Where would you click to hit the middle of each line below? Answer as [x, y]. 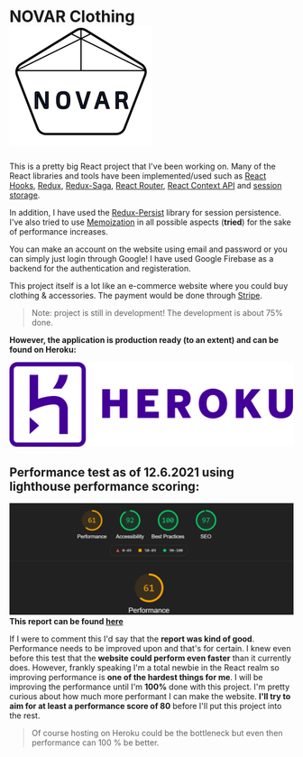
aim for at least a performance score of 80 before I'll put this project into [146, 706]
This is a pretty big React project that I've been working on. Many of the [143, 166]
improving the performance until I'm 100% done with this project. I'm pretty [150, 687]
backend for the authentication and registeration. [100, 268]
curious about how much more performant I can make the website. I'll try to [150, 697]
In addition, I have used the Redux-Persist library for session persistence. [145, 212]
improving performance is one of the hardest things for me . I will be [136, 678]
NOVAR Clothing [72, 17]
